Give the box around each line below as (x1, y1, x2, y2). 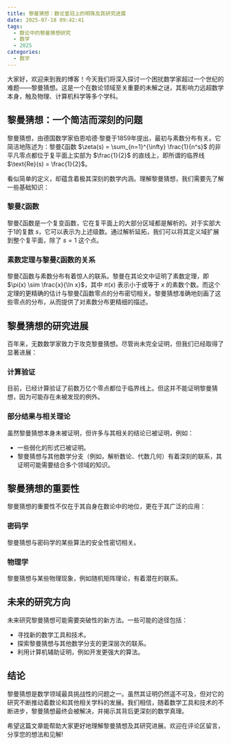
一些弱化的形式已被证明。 (16, 443, 90, 452)
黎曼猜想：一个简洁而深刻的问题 (7, 115, 143, 126)
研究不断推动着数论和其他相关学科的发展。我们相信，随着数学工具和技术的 (7, 698, 218, 706)
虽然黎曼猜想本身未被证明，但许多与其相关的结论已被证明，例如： (7, 428, 194, 437)
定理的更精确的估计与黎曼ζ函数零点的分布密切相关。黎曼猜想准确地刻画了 (7, 289, 215, 297)
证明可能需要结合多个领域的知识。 (16, 460, 114, 469)
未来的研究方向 (7, 596, 71, 608)
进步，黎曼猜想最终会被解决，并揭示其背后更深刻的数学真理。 (12, 706, 188, 715)
